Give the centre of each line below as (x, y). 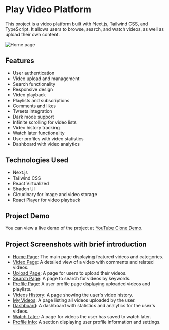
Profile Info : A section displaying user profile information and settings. (87, 322)
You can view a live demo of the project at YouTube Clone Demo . (74, 228)
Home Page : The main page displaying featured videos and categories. (88, 257)
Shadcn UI (24, 189)
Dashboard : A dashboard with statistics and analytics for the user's (84, 306)
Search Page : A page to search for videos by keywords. (72, 279)
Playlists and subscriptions (41, 100)
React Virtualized (31, 183)
